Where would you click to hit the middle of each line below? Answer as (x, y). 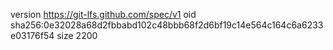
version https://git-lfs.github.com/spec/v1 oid (103, 14)
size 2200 (77, 35)
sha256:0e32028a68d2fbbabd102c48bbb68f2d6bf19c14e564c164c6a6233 (167, 25)
